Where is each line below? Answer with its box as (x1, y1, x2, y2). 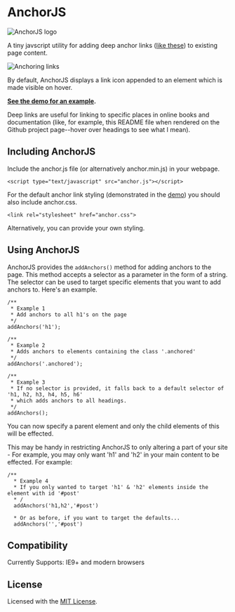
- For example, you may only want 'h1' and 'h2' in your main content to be (7, 450, 220, 459)
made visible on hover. (7, 83, 73, 91)
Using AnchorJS (7, 244, 80, 256)
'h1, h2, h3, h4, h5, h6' (7, 391, 83, 398)
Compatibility (7, 539, 68, 552)
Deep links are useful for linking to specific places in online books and (7, 110, 210, 119)
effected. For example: (7, 457, 72, 466)
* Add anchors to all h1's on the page (10, 311, 128, 318)
